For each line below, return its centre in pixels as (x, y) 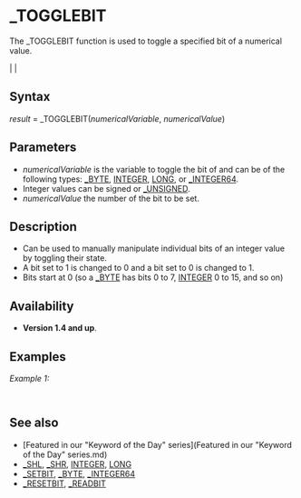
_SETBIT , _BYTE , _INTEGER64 (79, 473)
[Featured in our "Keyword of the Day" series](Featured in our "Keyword (157, 444)
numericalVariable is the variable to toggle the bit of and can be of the (154, 169)
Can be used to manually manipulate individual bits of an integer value (154, 249)
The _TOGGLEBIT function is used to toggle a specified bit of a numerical (146, 41)
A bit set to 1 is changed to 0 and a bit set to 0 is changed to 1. (138, 268)
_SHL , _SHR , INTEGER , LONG (77, 463)
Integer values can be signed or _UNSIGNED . (106, 188)
